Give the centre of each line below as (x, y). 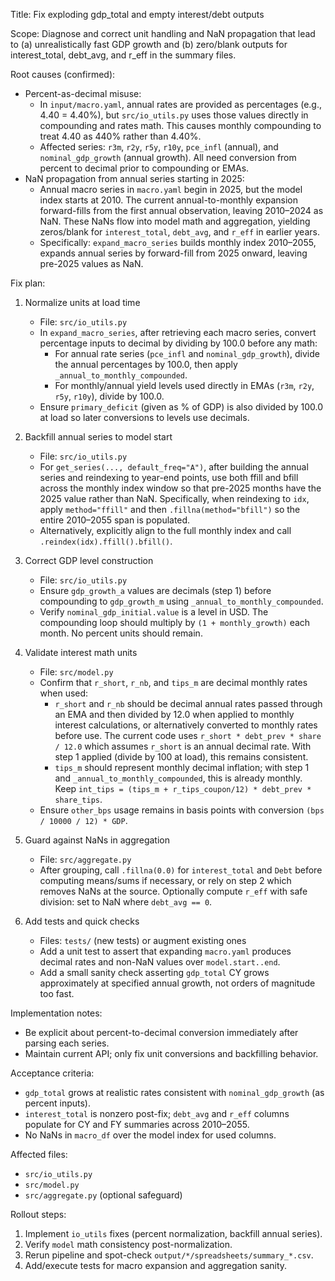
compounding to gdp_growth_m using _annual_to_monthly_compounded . (181, 601)
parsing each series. (67, 1043)
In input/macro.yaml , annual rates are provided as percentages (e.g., (181, 104)
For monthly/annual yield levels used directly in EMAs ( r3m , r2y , (184, 385)
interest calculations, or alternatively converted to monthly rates (186, 725)
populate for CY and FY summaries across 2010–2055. (137, 1124)
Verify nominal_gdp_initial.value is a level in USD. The (154, 612)
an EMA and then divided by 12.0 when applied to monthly (174, 714)
